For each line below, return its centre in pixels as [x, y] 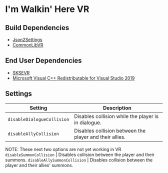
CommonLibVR [28, 45]
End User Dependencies [43, 61]
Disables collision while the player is [116, 116]
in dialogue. [88, 122]
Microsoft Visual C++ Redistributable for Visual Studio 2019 [73, 78]
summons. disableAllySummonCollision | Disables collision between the [79, 160]
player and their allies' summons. [39, 165]
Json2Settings [27, 39]
